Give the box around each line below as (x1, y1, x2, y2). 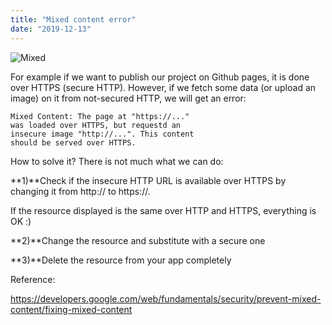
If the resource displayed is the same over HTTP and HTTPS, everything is (10, 204, 317, 216)
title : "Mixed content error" (10, 14, 137, 25)
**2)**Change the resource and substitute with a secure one (10, 234, 266, 246)
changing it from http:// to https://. (10, 185, 151, 197)
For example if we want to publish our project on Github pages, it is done (10, 71, 310, 83)
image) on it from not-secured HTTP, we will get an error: (10, 92, 247, 104)
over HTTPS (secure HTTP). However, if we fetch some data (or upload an (10, 81, 317, 93)
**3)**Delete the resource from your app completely (10, 254, 232, 266)
